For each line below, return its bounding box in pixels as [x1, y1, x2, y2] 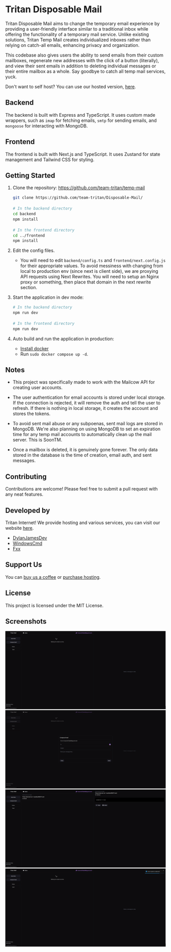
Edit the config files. [12, 247, 55, 253]
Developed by [5, 506, 50, 514]
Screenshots [5, 617, 47, 626]
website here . [5, 525, 34, 531]
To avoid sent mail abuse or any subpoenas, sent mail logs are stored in [12, 421, 163, 427]
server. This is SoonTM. [12, 437, 63, 443]
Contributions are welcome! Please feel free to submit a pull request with [5, 486, 158, 492]
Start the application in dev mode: [12, 294, 84, 300]
